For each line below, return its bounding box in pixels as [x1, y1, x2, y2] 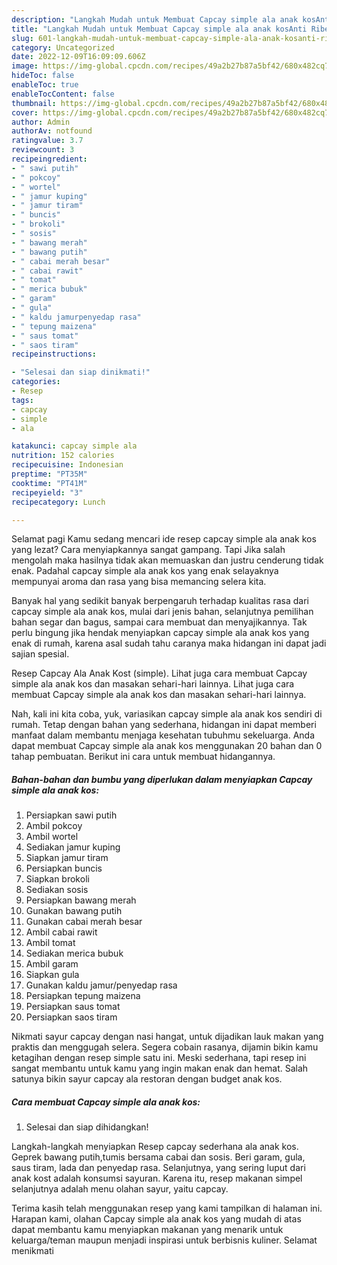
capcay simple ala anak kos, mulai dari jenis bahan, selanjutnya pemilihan [11, 606, 314, 618]
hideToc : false [11, 71, 75, 81]
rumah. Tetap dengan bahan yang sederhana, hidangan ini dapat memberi [11, 719, 317, 731]
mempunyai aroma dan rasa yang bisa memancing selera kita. [11, 576, 267, 588]
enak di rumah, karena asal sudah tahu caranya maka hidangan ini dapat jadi [11, 637, 327, 650]
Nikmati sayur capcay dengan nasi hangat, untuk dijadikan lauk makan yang [11, 1031, 324, 1043]
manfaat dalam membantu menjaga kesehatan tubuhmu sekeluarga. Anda [11, 729, 315, 741]
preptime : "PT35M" [11, 469, 88, 479]
